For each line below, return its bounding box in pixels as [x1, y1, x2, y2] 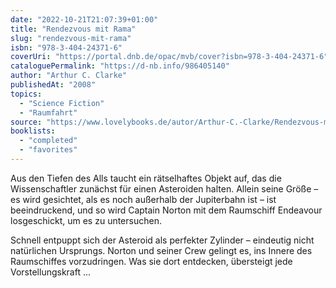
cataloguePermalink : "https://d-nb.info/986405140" [10, 61, 230, 71]
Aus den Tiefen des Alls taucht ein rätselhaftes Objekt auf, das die [10, 172, 282, 184]
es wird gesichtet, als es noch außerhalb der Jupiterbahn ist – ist [10, 193, 277, 205]
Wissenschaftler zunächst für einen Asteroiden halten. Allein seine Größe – [10, 182, 319, 195]
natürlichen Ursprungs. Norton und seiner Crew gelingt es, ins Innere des [10, 244, 313, 256]
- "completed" [19, 136, 78, 146]
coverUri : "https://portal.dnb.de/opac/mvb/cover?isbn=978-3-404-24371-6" [10, 52, 329, 62]
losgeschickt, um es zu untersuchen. [10, 214, 162, 226]
